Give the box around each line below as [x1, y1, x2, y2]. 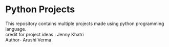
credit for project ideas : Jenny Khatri [5, 31, 84, 37]
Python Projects [5, 4, 75, 15]
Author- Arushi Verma [5, 37, 52, 43]
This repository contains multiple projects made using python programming [5, 20, 164, 27]
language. [5, 26, 27, 32]
